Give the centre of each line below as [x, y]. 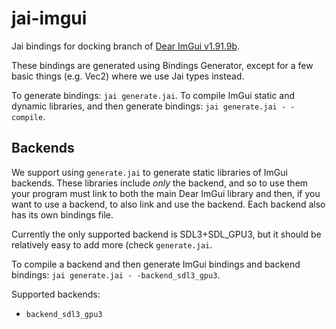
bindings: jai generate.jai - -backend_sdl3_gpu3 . [116, 274]
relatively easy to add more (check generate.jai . [112, 244]
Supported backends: [56, 294]
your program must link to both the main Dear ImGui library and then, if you [166, 193]
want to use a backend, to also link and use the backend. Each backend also [168, 204]
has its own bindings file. [62, 214]
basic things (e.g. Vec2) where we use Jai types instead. [128, 76]
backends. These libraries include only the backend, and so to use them [160, 183]
